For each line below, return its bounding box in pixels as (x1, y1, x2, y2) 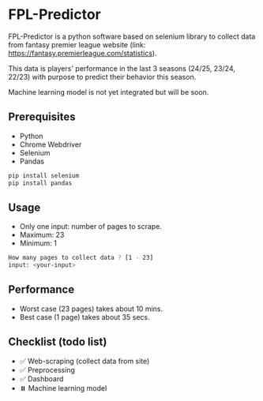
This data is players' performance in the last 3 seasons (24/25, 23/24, (8, 63, 235, 73)
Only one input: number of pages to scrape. (19, 222, 162, 231)
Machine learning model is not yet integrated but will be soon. (8, 87, 209, 96)
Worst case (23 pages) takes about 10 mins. (19, 304, 163, 313)
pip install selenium (8, 171, 80, 179)
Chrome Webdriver (19, 140, 82, 149)
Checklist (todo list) (8, 335, 107, 349)
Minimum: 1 (19, 238, 57, 248)
